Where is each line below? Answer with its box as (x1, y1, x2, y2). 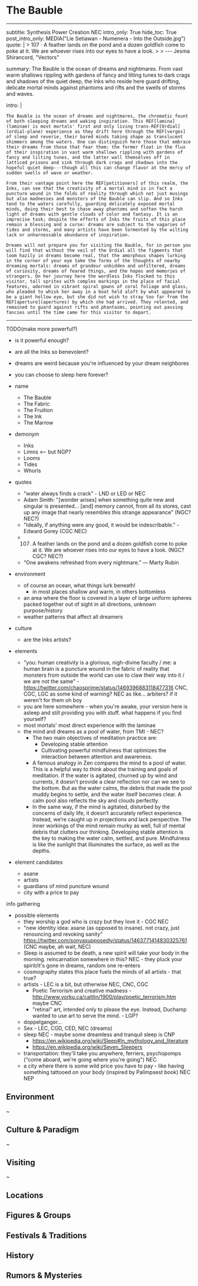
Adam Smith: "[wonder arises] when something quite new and (23, 496, 174, 503)
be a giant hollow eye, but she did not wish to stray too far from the (6, 293, 189, 300)
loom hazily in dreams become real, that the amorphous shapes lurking (6, 252, 186, 259)
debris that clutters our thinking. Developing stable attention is (32, 828, 184, 835)
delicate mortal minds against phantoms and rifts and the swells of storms (6, 84, 186, 91)
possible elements (14, 912, 60, 919)
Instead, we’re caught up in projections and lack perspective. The (32, 815, 192, 822)
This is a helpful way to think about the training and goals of (32, 765, 178, 772)
